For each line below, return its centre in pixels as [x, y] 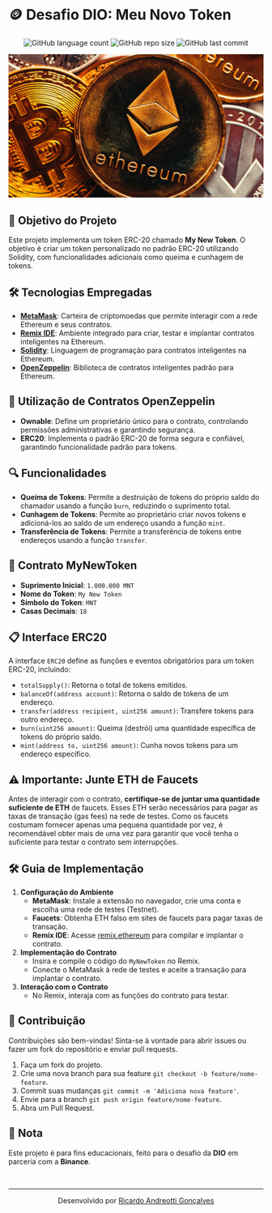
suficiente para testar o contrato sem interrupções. [93, 842]
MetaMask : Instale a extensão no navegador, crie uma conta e [136, 900]
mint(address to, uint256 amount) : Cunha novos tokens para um [129, 745]
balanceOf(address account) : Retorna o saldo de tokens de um [124, 694]
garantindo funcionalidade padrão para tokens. [98, 446]
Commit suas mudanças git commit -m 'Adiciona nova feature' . [130, 1091]
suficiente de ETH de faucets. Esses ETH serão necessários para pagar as [133, 808]
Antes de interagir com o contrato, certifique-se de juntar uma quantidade [134, 799]
